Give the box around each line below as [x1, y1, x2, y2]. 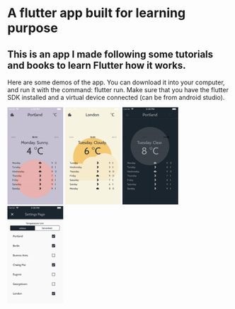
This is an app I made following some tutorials [7, 48, 214, 60]
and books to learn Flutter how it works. [7, 59, 186, 72]
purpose [7, 20, 58, 36]
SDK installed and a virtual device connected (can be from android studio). [7, 94, 225, 101]
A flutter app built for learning [7, 5, 186, 21]
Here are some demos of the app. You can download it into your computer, [7, 78, 225, 86]
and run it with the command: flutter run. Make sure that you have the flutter [7, 86, 229, 94]
